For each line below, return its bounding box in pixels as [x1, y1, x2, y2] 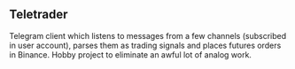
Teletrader [9, 7, 68, 22]
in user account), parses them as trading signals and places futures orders [9, 40, 282, 50]
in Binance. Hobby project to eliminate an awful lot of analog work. [9, 49, 252, 60]
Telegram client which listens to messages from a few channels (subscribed [9, 30, 287, 41]
